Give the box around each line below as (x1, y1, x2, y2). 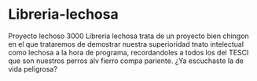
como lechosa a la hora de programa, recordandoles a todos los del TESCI (8, 48, 249, 57)
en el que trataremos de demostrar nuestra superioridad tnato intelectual (8, 39, 244, 48)
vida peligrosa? (8, 64, 57, 73)
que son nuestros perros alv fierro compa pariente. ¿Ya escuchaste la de (8, 56, 244, 65)
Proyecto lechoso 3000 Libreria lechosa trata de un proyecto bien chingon (8, 31, 249, 40)
